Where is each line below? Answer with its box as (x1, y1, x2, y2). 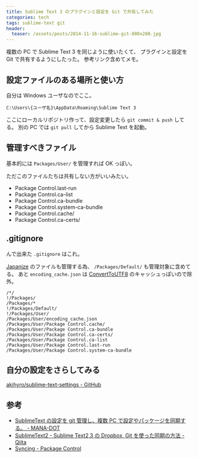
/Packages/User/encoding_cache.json (6, 316, 97, 322)
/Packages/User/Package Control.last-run (6, 342, 111, 348)
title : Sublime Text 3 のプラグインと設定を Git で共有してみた (6, 8, 154, 15)
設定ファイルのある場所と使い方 (6, 75, 124, 85)
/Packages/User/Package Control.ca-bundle (6, 326, 113, 332)
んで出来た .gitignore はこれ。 (6, 250, 83, 257)
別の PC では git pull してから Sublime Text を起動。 (17, 123, 150, 130)
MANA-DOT (30, 425, 61, 432)
